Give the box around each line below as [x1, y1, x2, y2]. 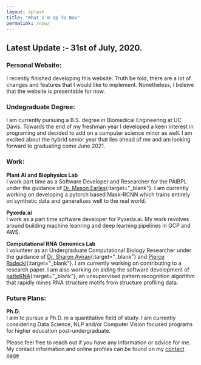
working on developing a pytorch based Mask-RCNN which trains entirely [6, 191, 190, 198]
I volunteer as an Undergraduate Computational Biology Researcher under [6, 247, 192, 254]
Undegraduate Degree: [6, 103, 76, 111]
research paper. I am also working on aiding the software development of [6, 265, 190, 273]
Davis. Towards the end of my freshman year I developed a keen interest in [6, 123, 194, 131]
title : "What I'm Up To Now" [6, 15, 80, 21]
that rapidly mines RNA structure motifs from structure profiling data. [6, 279, 179, 286]
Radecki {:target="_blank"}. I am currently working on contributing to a [6, 259, 182, 267]
